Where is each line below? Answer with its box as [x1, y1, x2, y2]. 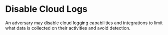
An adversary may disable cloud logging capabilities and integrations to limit [5, 20, 163, 26]
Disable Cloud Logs [5, 3, 88, 15]
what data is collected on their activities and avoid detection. [5, 25, 131, 31]
